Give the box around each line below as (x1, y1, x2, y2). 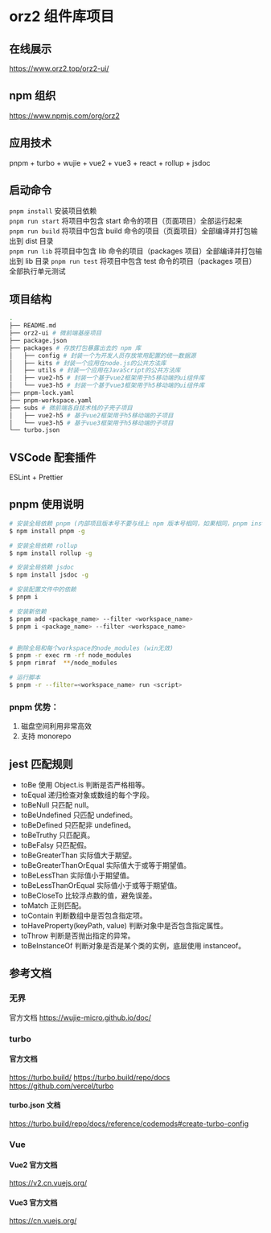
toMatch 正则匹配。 (20, 900, 86, 910)
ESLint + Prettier (9, 472, 64, 483)
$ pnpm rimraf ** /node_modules (9, 659, 117, 668)
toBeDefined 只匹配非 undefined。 (20, 820, 136, 829)
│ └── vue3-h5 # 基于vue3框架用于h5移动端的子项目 (9, 419, 174, 427)
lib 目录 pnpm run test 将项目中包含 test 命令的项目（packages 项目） (24, 257, 257, 266)
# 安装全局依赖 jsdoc (9, 564, 75, 572)
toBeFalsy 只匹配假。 (20, 840, 92, 849)
